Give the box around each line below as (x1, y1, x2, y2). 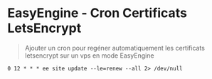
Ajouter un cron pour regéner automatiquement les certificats (24, 43, 205, 52)
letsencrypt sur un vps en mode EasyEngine (24, 51, 154, 60)
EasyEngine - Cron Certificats (7, 5, 187, 21)
